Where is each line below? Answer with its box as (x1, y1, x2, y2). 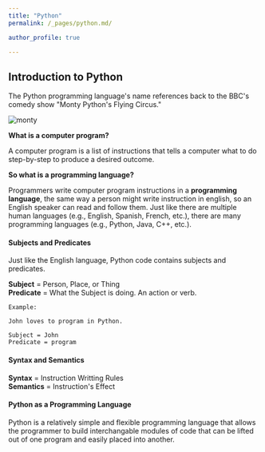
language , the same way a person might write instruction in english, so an (8, 194, 252, 204)
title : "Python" (8, 11, 62, 20)
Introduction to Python (8, 69, 124, 84)
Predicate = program (8, 339, 77, 347)
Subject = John (8, 331, 59, 339)
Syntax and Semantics (8, 355, 85, 364)
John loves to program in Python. (8, 317, 124, 326)
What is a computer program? (8, 131, 109, 141)
